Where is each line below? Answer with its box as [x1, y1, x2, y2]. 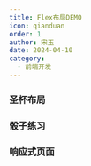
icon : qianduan [9, 21, 65, 30]
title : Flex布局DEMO [9, 12, 82, 22]
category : [9, 54, 46, 63]
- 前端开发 [17, 63, 52, 72]
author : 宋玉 [9, 37, 55, 47]
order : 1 [9, 29, 42, 38]
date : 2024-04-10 [9, 46, 73, 55]
